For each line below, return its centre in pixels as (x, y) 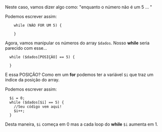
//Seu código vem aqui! (38, 107)
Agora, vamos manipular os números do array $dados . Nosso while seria (77, 43)
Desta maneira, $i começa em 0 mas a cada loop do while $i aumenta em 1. (81, 124)
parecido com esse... (26, 48)
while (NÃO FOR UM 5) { (38, 25)
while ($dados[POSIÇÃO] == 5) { (42, 57)
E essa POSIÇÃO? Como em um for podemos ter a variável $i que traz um (79, 75)
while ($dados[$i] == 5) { (37, 102)
